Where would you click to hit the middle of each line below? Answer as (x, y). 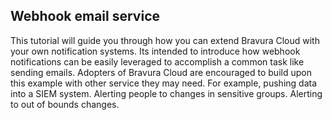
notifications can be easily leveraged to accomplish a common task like (157, 61)
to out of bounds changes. (65, 104)
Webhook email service (85, 16)
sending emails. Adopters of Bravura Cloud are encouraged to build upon (161, 72)
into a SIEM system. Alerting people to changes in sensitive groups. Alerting (166, 93)
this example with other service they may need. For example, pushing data (164, 83)
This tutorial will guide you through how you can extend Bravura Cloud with (165, 40)
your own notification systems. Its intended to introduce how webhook (155, 51)
